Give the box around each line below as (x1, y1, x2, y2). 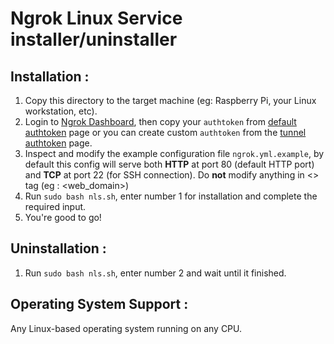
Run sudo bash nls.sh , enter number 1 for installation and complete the (24, 190, 318, 202)
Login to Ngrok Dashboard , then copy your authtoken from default (24, 116, 297, 127)
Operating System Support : (10, 296, 189, 313)
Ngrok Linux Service (10, 7, 183, 30)
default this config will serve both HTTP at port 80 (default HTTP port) (24, 158, 315, 170)
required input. (24, 201, 87, 212)
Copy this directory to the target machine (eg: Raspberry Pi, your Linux (24, 95, 317, 106)
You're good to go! (24, 212, 102, 223)
